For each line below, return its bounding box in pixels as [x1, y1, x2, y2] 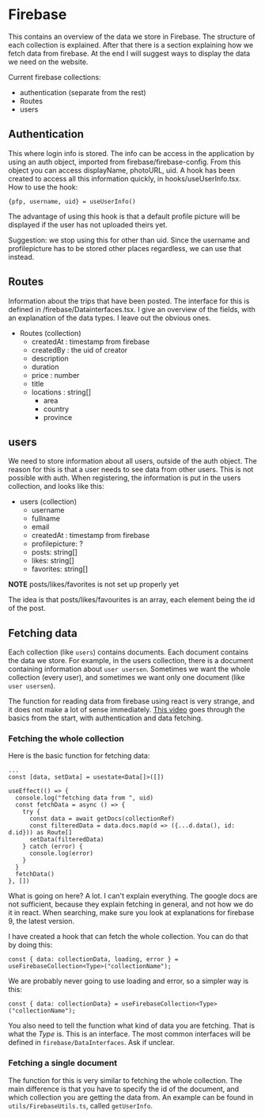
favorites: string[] [31, 564, 89, 574]
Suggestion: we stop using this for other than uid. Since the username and [8, 235, 251, 245]
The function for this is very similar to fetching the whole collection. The [8, 1075, 243, 1085]
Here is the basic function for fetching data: [8, 751, 150, 761]
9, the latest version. [8, 917, 75, 926]
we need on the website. [8, 57, 89, 67]
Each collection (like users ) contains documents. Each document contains [8, 647, 249, 657]
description [31, 353, 69, 363]
